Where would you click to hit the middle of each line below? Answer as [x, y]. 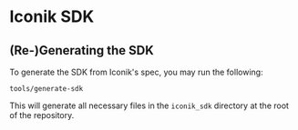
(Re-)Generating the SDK [82, 50]
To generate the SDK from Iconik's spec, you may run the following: [136, 72]
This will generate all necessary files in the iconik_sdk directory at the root [149, 105]
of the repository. [42, 115]
